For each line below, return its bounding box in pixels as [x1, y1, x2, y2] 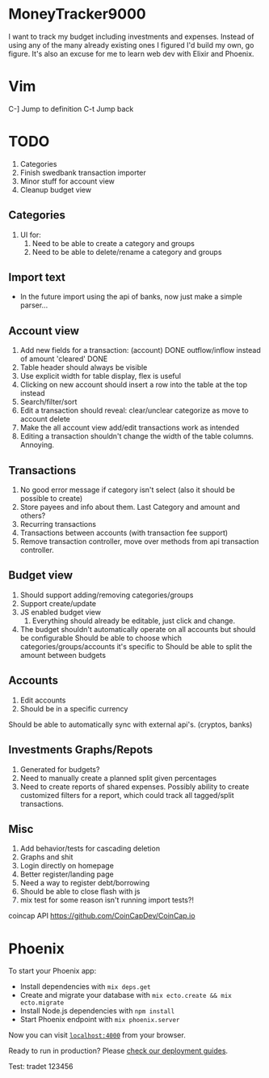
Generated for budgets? [19, 764, 100, 774]
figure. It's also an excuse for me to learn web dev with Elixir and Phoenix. [8, 49, 254, 58]
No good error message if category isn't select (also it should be [19, 485, 236, 494]
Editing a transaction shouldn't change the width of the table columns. [19, 431, 254, 441]
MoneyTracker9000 [8, 5, 147, 23]
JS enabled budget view [19, 607, 101, 617]
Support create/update [19, 598, 97, 608]
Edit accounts [19, 695, 66, 705]
